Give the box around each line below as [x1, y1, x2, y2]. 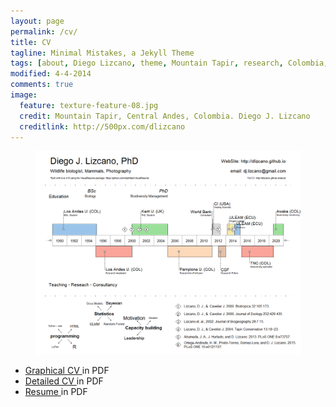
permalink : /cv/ [10, 26, 78, 37]
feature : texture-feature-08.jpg [19, 100, 159, 110]
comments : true [10, 80, 74, 90]
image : [10, 90, 38, 100]
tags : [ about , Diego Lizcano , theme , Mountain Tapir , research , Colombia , [10, 58, 329, 69]
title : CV [10, 37, 52, 47]
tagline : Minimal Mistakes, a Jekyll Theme [10, 48, 195, 58]
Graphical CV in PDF [24, 365, 110, 377]
